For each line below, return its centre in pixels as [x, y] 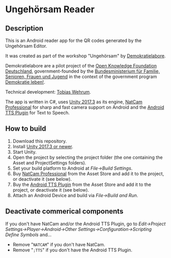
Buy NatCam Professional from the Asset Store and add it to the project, [88, 173]
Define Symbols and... [29, 234]
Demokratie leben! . [25, 82]
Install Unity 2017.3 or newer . [43, 146]
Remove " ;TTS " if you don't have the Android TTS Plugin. [72, 250]
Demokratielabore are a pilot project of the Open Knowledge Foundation [81, 66]
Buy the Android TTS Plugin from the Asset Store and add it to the [82, 184]
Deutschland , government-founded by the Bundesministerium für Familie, [82, 71]
